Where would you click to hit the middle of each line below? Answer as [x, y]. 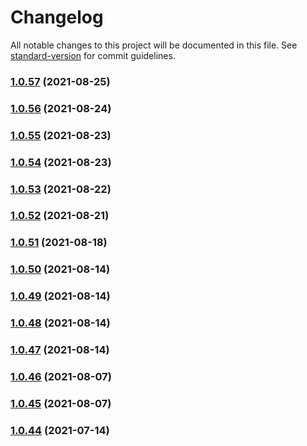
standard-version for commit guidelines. [93, 55]
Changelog [57, 17]
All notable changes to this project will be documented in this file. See [154, 45]
